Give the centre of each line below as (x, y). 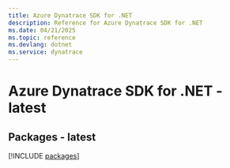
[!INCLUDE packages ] (44, 156)
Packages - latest (52, 137)
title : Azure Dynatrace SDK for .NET (70, 15)
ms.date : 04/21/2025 (42, 30)
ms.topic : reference (42, 37)
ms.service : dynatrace (45, 52)
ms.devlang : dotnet (40, 45)
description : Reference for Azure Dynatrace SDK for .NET (106, 23)
